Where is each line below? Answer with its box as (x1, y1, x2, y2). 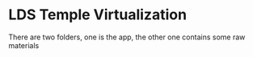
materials (8, 40, 40, 50)
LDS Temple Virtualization (8, 6, 188, 24)
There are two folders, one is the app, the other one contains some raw (8, 32, 246, 42)
